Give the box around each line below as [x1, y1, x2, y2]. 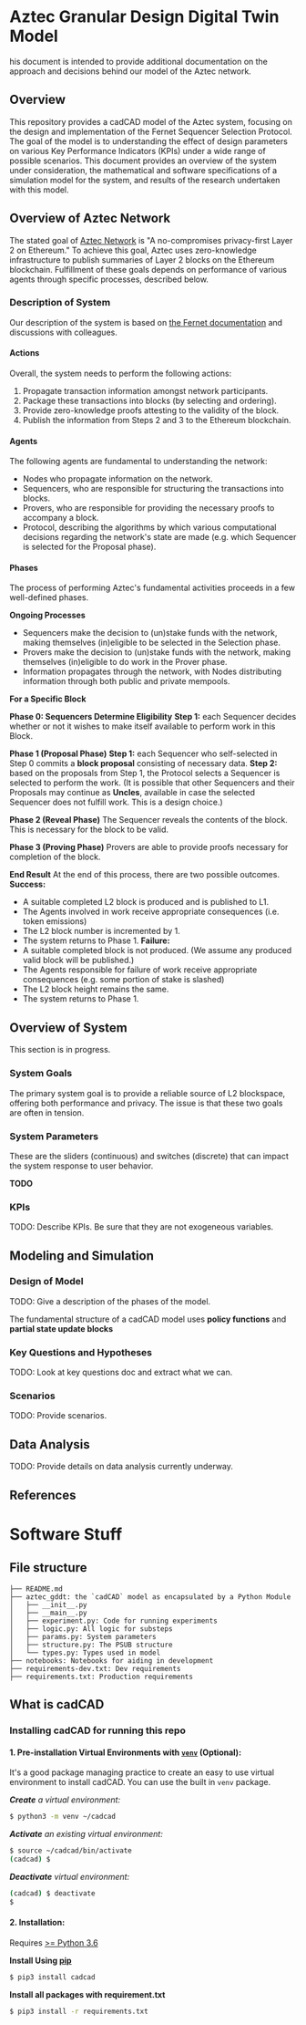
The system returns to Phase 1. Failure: [22, 935, 170, 946]
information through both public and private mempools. [22, 676, 230, 687]
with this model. [9, 184, 70, 195]
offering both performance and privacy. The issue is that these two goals [9, 1097, 283, 1108]
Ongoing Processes [9, 609, 87, 621]
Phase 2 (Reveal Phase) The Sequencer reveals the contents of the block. [9, 815, 289, 826]
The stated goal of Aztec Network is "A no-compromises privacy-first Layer [9, 234, 293, 245]
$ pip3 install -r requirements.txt [9, 2007, 148, 2016]
